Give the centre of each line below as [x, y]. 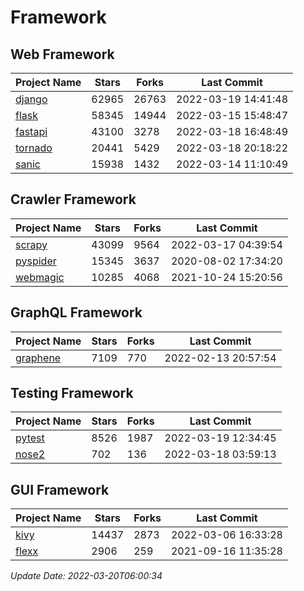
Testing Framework [72, 393]
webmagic [40, 277]
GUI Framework [60, 489]
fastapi [31, 131]
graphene [38, 358]
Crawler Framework [73, 199]
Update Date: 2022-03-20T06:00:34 [86, 576]
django [31, 99]
